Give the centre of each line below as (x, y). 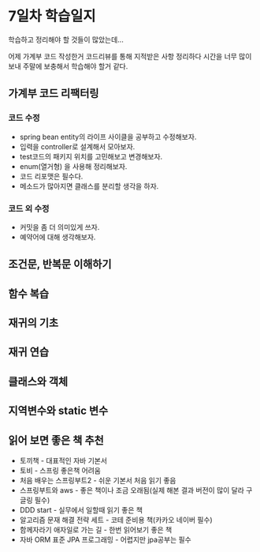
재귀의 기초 (33, 323)
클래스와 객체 (38, 381)
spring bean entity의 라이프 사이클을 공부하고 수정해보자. (108, 137)
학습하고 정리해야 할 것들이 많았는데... (66, 39)
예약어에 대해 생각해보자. (58, 237)
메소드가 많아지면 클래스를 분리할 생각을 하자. (89, 186)
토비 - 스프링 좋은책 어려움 (60, 471)
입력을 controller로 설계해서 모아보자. (77, 146)
